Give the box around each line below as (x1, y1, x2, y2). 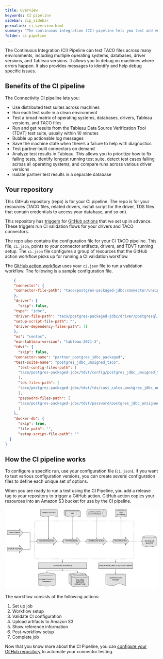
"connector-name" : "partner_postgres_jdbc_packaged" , (14, 355, 125, 359)
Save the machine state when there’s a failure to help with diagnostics (12, 140, 152, 146)
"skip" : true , (17, 422, 47, 426)
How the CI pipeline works (5, 455, 86, 463)
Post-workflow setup (12, 629, 54, 635)
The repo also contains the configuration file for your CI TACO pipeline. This (5, 238, 157, 244)
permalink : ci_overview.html (5, 23, 64, 28)
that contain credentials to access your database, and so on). (5, 209, 128, 215)
